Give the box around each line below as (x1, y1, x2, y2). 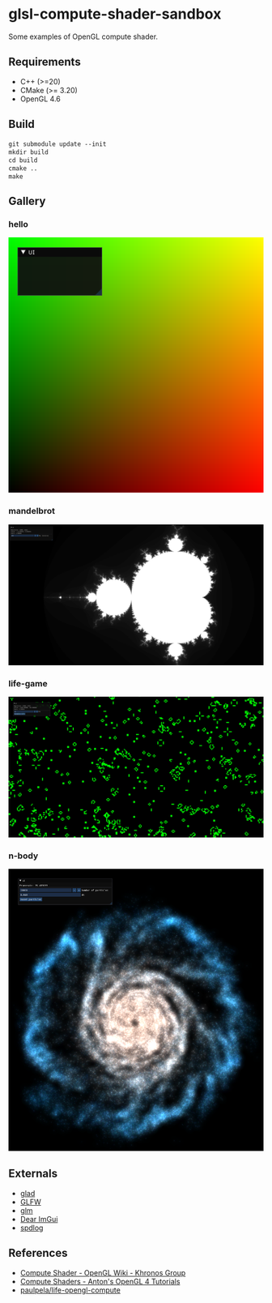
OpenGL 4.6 (19, 94, 61, 104)
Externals (8, 1167, 58, 1181)
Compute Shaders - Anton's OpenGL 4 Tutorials (19, 1276, 181, 1286)
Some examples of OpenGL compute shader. (8, 32, 159, 41)
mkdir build (8, 147, 49, 156)
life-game (8, 677, 48, 689)
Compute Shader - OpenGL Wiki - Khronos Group (19, 1267, 186, 1277)
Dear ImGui (19, 1214, 58, 1224)
